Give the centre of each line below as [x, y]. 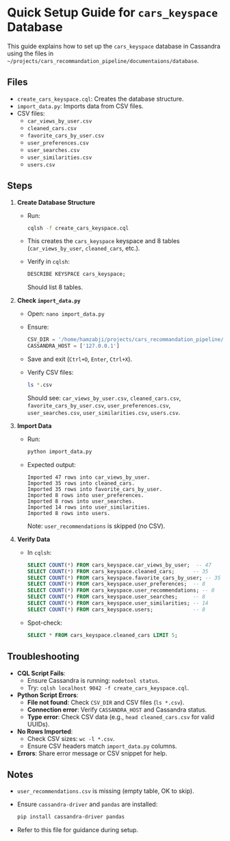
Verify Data [34, 539]
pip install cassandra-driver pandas [71, 817]
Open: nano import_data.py [66, 314]
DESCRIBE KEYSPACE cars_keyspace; [76, 274]
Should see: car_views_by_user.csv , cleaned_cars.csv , [104, 398]
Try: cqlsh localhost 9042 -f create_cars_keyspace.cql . [108, 688]
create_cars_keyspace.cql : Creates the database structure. [100, 99]
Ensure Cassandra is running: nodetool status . [93, 680]
